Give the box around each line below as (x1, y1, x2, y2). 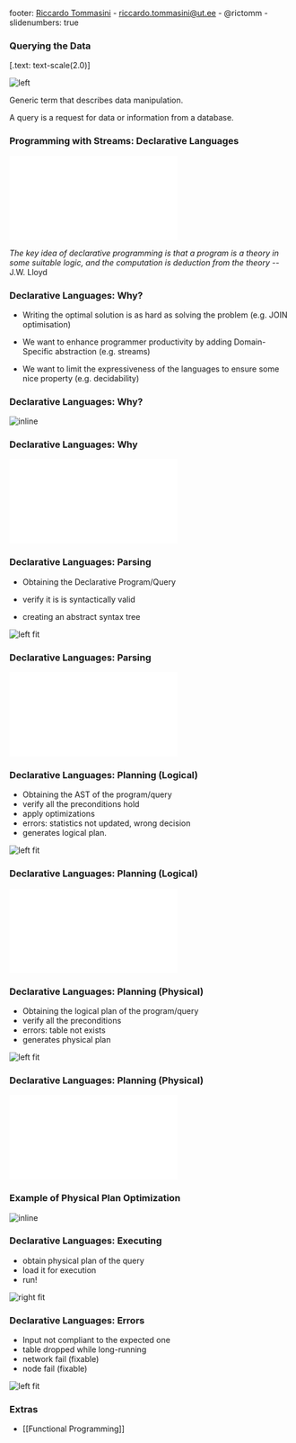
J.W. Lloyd (9, 266, 48, 277)
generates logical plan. (22, 828, 108, 838)
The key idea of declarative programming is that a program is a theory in (9, 247, 280, 258)
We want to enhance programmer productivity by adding (22, 336, 232, 347)
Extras (9, 1403, 39, 1416)
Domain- (233, 336, 266, 347)
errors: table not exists (22, 1025, 106, 1035)
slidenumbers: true (9, 17, 79, 28)
